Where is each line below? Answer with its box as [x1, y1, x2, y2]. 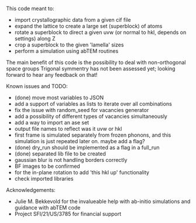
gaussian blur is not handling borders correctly [14, 157, 128, 163]
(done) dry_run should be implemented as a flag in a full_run [14, 144, 160, 151]
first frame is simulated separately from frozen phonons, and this [14, 131, 171, 138]
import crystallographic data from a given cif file [14, 16, 131, 23]
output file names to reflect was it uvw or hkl [14, 126, 122, 132]
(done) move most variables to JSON [14, 94, 104, 101]
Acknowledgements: [6, 187, 56, 193]
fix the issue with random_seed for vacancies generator [14, 107, 149, 113]
